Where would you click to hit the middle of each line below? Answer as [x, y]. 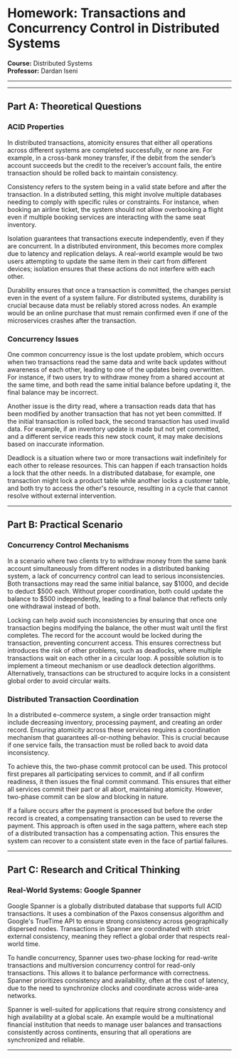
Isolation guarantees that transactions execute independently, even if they [116, 238]
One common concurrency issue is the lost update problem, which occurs [116, 354]
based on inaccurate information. [56, 444]
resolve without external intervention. [62, 495]
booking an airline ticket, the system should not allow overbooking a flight [116, 209]
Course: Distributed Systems [50, 63]
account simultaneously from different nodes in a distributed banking [108, 568]
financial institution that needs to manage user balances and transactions [115, 1024]
